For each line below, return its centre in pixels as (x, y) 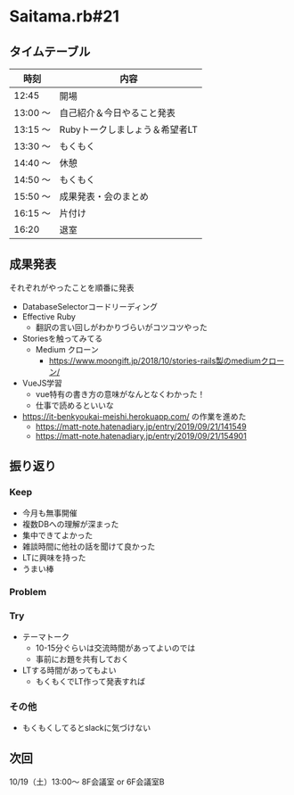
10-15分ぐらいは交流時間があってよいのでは (115, 648)
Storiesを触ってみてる (62, 338)
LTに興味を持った (54, 557)
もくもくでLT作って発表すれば (90, 681)
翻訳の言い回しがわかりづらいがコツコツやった (121, 327)
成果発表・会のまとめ (104, 196)
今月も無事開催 (49, 513)
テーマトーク (45, 636)
